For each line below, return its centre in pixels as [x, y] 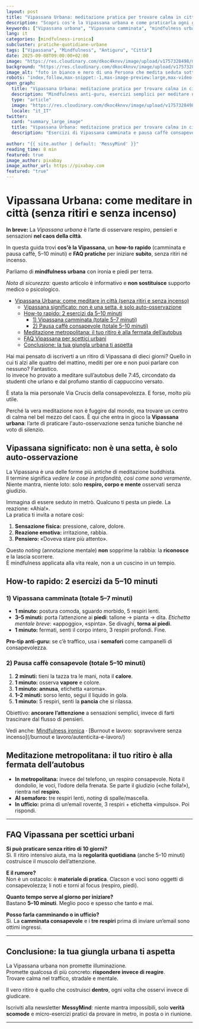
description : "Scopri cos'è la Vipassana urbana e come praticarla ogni [98, 23]
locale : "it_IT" [31, 111]
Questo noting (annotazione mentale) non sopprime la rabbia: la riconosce [97, 550]
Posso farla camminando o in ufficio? [53, 915]
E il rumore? [21, 873]
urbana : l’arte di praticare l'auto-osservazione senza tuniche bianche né [94, 423]
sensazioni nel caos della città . [44, 236]
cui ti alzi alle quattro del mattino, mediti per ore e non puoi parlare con [92, 363]
